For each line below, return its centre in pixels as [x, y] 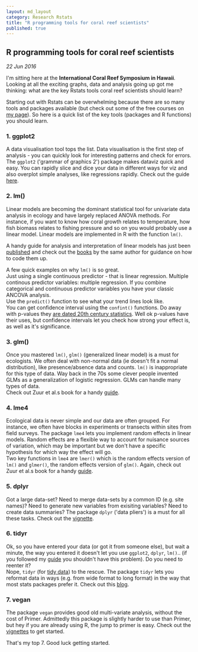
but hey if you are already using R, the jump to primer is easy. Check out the [98, 625]
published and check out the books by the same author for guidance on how [99, 252]
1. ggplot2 [21, 136]
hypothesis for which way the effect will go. [59, 452]
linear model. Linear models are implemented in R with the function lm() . [94, 234]
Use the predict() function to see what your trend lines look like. [85, 301]
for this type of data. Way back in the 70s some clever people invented [92, 373]
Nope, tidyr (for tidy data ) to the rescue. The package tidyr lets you [90, 571]
